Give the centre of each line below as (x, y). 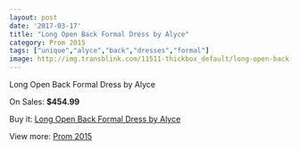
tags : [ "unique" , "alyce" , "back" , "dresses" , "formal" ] (109, 51)
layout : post (33, 17)
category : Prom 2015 (48, 42)
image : (21, 59)
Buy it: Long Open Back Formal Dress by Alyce (95, 119)
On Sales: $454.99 (45, 102)
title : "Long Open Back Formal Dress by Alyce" (100, 34)
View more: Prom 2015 (51, 136)
